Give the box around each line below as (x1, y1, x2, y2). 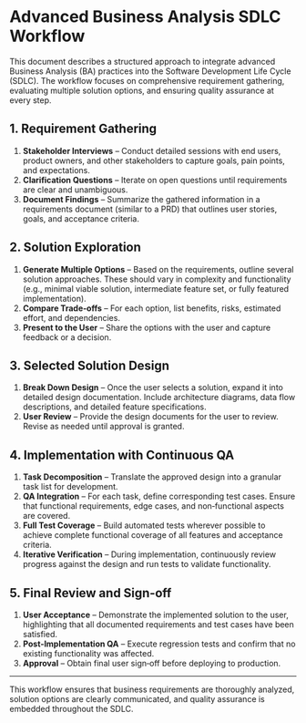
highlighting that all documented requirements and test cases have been (22, 619, 294, 630)
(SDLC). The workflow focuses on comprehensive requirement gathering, (9, 75, 285, 86)
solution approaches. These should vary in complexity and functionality (22, 274, 291, 284)
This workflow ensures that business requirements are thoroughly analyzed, (9, 684, 295, 695)
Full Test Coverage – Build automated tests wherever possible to (22, 520, 266, 531)
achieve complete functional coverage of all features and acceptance (22, 530, 284, 541)
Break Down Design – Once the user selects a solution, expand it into (22, 382, 284, 393)
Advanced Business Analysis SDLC (9, 6, 281, 27)
